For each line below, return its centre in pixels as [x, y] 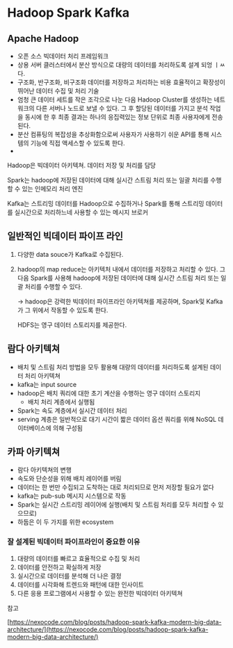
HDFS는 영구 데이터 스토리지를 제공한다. [72, 324]
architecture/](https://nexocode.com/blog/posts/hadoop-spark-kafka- [108, 629]
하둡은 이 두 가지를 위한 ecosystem [65, 522]
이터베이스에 [34, 428]
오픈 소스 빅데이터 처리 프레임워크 [63, 56]
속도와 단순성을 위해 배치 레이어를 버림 [69, 479]
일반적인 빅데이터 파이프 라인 [65, 236]
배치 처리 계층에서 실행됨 [61, 402]
